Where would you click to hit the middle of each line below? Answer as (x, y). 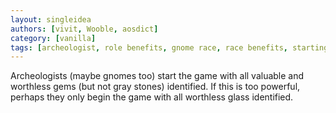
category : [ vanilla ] (53, 38)
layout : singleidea (51, 19)
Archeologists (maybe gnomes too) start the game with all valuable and (157, 76)
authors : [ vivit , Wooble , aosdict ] (84, 29)
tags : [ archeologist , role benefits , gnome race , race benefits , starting (169, 47)
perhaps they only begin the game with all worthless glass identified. (152, 97)
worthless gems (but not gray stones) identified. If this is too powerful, (155, 87)
